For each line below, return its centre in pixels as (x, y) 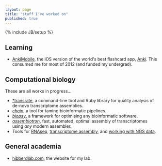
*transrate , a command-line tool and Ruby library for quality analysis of (83, 100)
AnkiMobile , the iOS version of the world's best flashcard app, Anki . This (85, 59)
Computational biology (40, 80)
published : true (21, 18)
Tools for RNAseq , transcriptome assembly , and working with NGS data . (84, 131)
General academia (33, 146)
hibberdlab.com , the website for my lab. (52, 158)
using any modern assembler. (42, 126)
